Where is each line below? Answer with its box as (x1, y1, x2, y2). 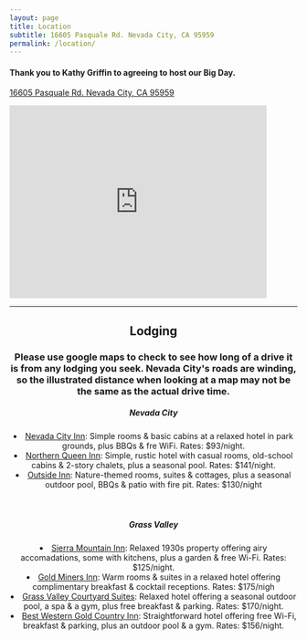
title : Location (9, 22, 71, 31)
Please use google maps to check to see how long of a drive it (14, 351, 293, 363)
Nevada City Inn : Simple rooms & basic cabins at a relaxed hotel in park (25, 430, 294, 441)
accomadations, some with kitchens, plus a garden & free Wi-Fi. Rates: (20, 551, 287, 562)
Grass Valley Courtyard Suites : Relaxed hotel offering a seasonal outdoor (22, 591, 297, 602)
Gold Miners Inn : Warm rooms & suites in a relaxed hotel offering (37, 572, 281, 582)
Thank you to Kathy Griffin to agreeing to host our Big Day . (9, 67, 236, 78)
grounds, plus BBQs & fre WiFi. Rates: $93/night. (62, 440, 245, 451)
